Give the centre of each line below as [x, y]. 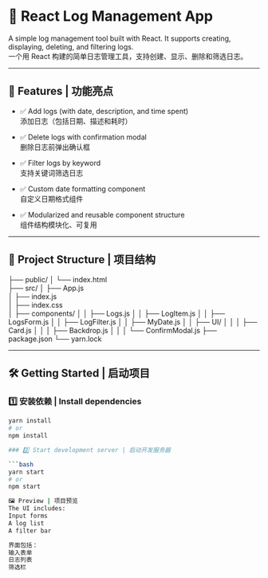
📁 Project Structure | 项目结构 [82, 260]
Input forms [28, 516]
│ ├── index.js [33, 296]
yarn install [30, 421]
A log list [26, 523]
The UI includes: [37, 509]
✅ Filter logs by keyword [60, 163]
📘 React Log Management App [111, 16]
